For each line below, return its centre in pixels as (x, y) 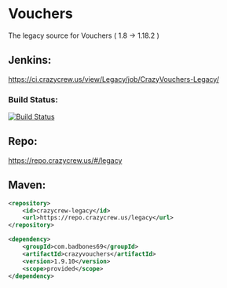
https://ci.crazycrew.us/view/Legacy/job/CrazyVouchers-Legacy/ (114, 79)
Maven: (27, 185)
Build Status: (33, 99)
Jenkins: (30, 60)
